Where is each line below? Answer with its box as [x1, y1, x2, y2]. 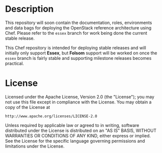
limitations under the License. [5, 143, 65, 149]
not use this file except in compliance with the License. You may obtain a [5, 99, 152, 105]
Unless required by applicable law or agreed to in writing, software [5, 122, 139, 128]
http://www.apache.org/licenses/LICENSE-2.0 [5, 114, 97, 119]
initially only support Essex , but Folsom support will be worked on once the [5, 50, 158, 56]
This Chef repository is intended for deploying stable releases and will [5, 45, 146, 51]
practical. [5, 60, 24, 66]
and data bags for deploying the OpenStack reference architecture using [5, 25, 152, 30]
